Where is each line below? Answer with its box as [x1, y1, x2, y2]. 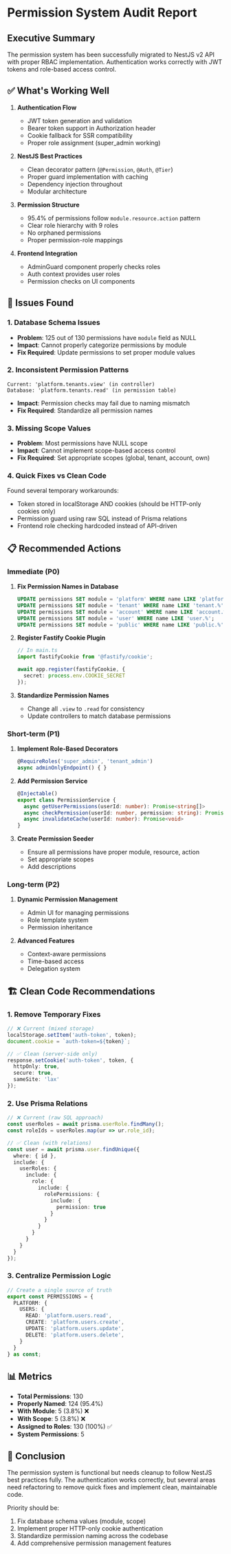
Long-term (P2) [7, 880, 60, 890]
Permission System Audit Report [7, 5, 197, 21]
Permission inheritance [27, 923, 93, 932]
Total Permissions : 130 [16, 1392, 84, 1400]
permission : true [56, 1204, 107, 1210]
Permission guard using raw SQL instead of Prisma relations [16, 514, 188, 523]
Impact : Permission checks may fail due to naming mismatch [16, 399, 190, 407]
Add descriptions [27, 863, 76, 871]
